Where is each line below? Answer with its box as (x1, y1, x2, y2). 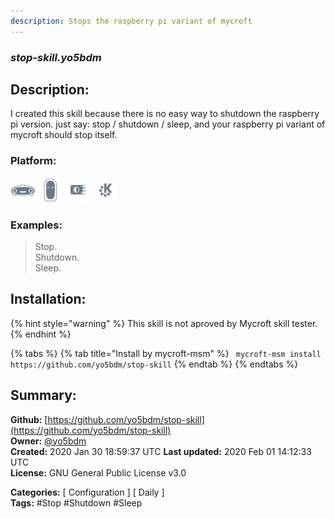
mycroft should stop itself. (10, 129, 118, 141)
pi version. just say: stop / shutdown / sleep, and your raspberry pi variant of (10, 118, 326, 130)
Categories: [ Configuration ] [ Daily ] (10, 486, 165, 498)
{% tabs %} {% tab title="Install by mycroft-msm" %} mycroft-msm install (10, 347, 322, 359)
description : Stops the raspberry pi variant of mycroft (10, 16, 253, 26)
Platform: (10, 154, 57, 168)
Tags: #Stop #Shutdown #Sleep (10, 496, 143, 509)
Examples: (10, 218, 63, 232)
